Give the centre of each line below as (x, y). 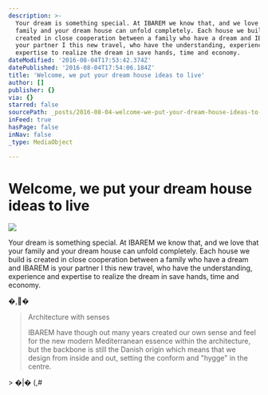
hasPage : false (33, 127)
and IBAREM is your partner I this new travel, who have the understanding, (130, 268)
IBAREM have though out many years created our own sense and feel (142, 333)
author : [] (26, 82)
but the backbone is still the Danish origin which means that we (132, 349)
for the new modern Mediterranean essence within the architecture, (139, 341)
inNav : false (30, 134)
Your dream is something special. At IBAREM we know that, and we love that (134, 243)
